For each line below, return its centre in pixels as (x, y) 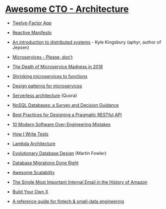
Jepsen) (21, 47)
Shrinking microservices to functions (50, 76)
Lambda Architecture (34, 143)
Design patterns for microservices (47, 86)
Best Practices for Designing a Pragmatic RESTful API (67, 115)
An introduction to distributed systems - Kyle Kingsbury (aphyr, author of (87, 42)
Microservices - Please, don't (42, 57)
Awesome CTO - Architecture (67, 9)
